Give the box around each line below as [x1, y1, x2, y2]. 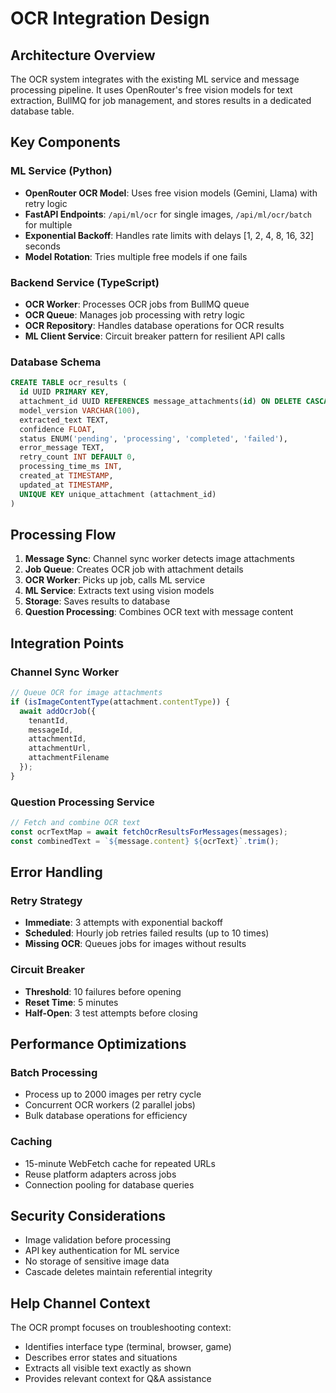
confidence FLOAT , [19, 424, 97, 434]
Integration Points [10, 635, 125, 652]
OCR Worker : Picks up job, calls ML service [24, 574, 206, 586]
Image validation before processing [24, 1234, 172, 1246]
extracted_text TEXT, [19, 415, 110, 425]
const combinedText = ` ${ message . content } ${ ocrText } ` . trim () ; [10, 836, 280, 846]
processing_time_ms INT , [19, 462, 123, 472]
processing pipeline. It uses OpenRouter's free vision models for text [10, 84, 293, 96]
